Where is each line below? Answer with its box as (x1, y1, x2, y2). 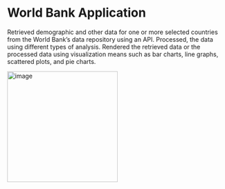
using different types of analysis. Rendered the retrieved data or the (7, 42, 201, 51)
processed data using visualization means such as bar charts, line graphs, (7, 50, 219, 58)
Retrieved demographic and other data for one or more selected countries (7, 28, 218, 36)
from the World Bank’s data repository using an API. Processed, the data (7, 35, 213, 43)
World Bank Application (7, 5, 147, 21)
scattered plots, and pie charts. (7, 57, 96, 65)
